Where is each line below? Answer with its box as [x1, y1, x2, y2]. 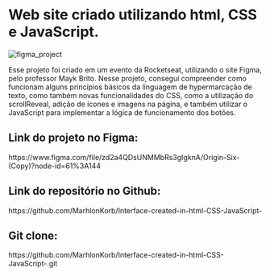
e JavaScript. [8, 23, 99, 41]
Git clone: [8, 229, 58, 242]
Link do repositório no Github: [8, 184, 161, 198]
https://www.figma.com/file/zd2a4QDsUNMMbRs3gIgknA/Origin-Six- [8, 152, 240, 162]
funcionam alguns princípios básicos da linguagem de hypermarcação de [8, 82, 252, 92]
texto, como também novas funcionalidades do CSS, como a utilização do [8, 90, 254, 100]
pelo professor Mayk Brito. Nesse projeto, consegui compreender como [8, 73, 247, 83]
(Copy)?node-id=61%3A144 [8, 161, 101, 171]
